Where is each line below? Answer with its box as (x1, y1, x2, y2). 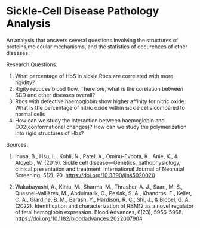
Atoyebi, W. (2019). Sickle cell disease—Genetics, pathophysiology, (14, 159, 181, 166)
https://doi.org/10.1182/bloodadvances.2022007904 (14, 215, 143, 222)
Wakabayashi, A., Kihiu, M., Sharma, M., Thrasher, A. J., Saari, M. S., (14, 183, 183, 190)
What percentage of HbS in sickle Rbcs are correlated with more (14, 72, 174, 79)
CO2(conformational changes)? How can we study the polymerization (14, 123, 187, 130)
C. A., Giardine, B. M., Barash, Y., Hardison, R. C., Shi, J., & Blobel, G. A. (14, 196, 190, 203)
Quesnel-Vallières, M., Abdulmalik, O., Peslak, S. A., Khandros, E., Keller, (14, 189, 192, 196)
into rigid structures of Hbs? (14, 130, 84, 137)
